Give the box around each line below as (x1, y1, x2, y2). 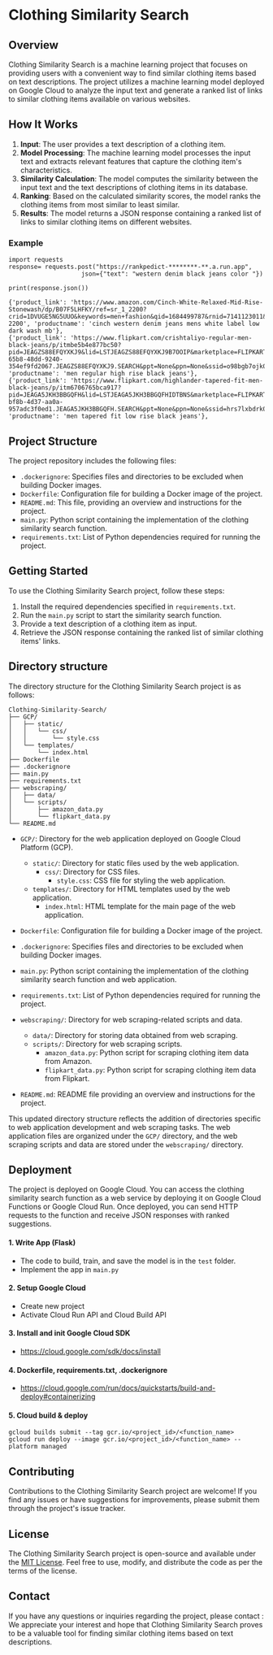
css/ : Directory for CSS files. (44, 867, 141, 876)
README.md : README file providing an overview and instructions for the (19, 1089, 256, 1099)
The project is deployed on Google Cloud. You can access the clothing (8, 1184, 245, 1194)
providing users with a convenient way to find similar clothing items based (8, 68, 257, 78)
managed (41, 1443, 67, 1451)
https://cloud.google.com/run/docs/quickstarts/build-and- (19, 1384, 216, 1393)
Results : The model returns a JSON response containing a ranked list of (19, 208, 262, 218)
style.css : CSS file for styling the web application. (56, 875, 226, 885)
